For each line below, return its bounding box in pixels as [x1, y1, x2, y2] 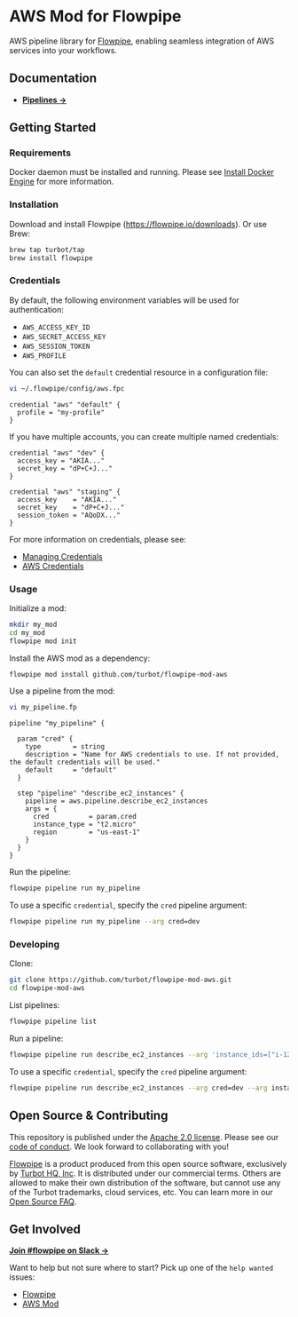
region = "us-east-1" [32, 828, 141, 837]
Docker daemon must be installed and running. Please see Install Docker [9, 167, 275, 178]
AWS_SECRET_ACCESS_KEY [21, 332, 106, 341]
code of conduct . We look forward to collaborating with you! [9, 1141, 229, 1152]
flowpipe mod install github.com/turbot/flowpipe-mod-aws [9, 670, 228, 678]
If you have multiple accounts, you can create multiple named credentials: [9, 431, 279, 441]
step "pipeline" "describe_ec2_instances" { [17, 789, 184, 798]
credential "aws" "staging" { [9, 487, 122, 496]
